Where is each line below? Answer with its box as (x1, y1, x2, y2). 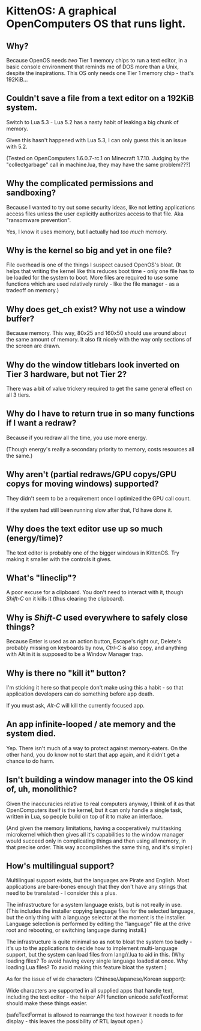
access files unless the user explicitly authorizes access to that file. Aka (6, 210, 184, 217)
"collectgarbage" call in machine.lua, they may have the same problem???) (6, 161, 191, 168)
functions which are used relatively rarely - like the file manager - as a (6, 280, 179, 287)
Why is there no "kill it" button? (6, 668, 127, 678)
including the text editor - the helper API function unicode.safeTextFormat (6, 993, 188, 1000)
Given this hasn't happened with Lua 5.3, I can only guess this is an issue (6, 136, 187, 143)
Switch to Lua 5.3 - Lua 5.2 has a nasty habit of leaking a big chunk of (6, 118, 179, 125)
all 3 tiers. (6, 391, 31, 398)
